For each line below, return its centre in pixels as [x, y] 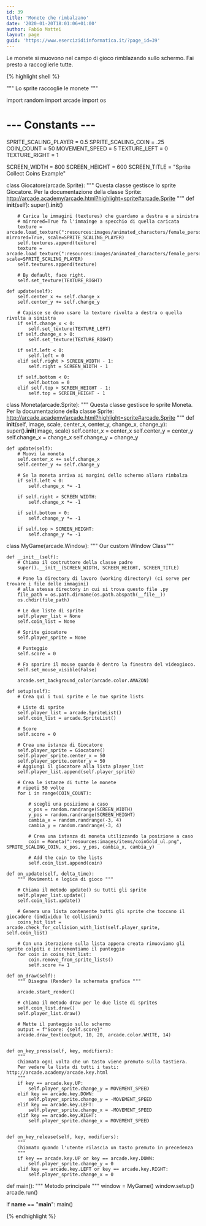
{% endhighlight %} [31, 1216]
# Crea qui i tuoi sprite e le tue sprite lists [81, 696]
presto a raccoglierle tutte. [40, 64]
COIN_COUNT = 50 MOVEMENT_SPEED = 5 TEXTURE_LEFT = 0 [87, 148]
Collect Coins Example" [36, 173]
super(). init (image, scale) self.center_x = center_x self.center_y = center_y [100, 431]
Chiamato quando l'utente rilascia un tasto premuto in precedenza [105, 1147]
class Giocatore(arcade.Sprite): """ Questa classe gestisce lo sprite [91, 185]
